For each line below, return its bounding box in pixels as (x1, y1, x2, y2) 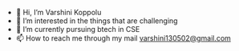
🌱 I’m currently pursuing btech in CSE (15, 25, 140, 33)
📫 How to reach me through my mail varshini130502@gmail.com (15, 33, 231, 43)
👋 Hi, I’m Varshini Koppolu (15, 8, 102, 17)
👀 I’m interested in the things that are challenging (15, 16, 178, 25)
